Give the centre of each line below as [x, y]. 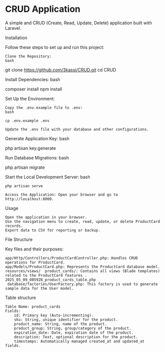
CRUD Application [43, 9]
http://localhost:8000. [30, 199]
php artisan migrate [25, 167]
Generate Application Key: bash [37, 138]
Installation [16, 38]
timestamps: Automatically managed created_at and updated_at [79, 341]
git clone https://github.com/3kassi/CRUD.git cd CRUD [61, 70]
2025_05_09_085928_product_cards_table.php [51, 280]
